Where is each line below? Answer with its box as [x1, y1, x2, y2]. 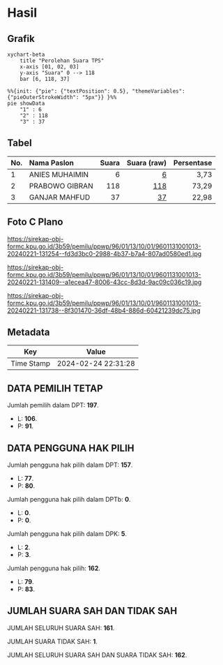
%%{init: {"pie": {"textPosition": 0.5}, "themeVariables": [7, 88, 186, 95]
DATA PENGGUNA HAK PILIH [7, 442, 134, 454]
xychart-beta [7, 51, 45, 58]
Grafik [7, 33, 35, 45]
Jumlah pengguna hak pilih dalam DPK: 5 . [7, 530, 128, 538]
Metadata [7, 327, 50, 338]
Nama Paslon [29, 158, 75, 167]
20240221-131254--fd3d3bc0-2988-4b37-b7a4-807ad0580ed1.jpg [7, 249, 202, 257]
